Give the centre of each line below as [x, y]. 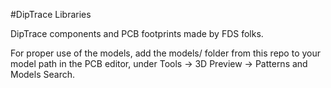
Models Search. [42, 74]
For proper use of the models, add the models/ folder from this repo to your [166, 53]
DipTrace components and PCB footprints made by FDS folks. [137, 33]
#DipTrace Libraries [51, 14]
